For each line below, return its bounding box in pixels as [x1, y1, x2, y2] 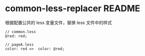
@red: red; [5, 34, 27, 38]
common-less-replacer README [5, 3, 141, 14]
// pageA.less [5, 42, 34, 47]
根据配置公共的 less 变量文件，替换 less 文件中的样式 [5, 19, 112, 25]
